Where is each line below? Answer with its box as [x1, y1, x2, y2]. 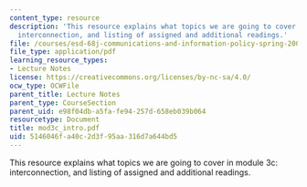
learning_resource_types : [9, 56, 108, 65]
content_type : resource [9, 13, 101, 23]
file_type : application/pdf [9, 47, 117, 57]
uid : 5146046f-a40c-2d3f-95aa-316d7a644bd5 [9, 132, 178, 141]
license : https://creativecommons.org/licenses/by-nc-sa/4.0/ [9, 73, 251, 82]
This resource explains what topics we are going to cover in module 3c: [9, 157, 279, 168]
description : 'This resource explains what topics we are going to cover [9, 22, 297, 31]
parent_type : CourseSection [9, 98, 117, 108]
